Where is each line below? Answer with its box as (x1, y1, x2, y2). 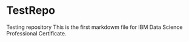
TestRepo (6, 4, 56, 17)
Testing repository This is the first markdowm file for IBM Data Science (6, 23, 183, 31)
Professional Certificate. (6, 29, 67, 37)
